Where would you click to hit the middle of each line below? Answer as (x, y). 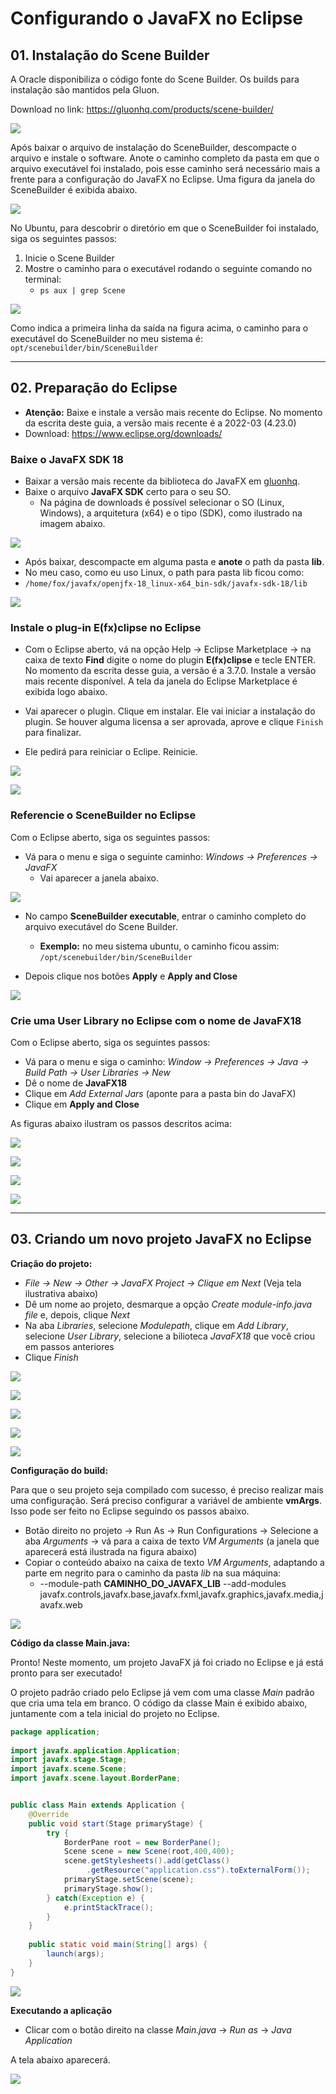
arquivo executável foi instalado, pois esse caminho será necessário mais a (165, 168)
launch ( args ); (75, 1954)
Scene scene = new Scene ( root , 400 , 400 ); (149, 1852)
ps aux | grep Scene (82, 291)
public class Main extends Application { (98, 1805)
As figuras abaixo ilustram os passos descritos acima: (121, 1123)
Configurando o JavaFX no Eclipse (156, 18)
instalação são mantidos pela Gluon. (85, 90)
